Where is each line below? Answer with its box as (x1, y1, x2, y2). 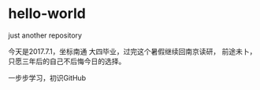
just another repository (8, 31, 83, 40)
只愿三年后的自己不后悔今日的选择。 (8, 56, 126, 66)
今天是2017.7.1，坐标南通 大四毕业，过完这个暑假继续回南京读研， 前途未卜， (8, 46, 257, 56)
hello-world (8, 5, 87, 23)
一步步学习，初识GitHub (8, 73, 87, 82)
